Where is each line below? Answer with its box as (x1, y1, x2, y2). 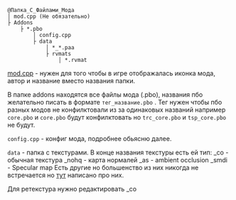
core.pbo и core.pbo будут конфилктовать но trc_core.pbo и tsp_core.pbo (7, 113, 226, 121)
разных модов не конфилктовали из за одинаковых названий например (7, 105, 226, 114)
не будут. (7, 121, 36, 129)
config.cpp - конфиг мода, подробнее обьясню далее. (7, 135, 172, 142)
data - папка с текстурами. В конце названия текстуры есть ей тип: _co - (7, 148, 229, 157)
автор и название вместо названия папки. (7, 77, 136, 85)
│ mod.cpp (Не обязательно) (7, 13, 91, 20)
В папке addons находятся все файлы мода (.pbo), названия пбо (7, 90, 203, 99)
